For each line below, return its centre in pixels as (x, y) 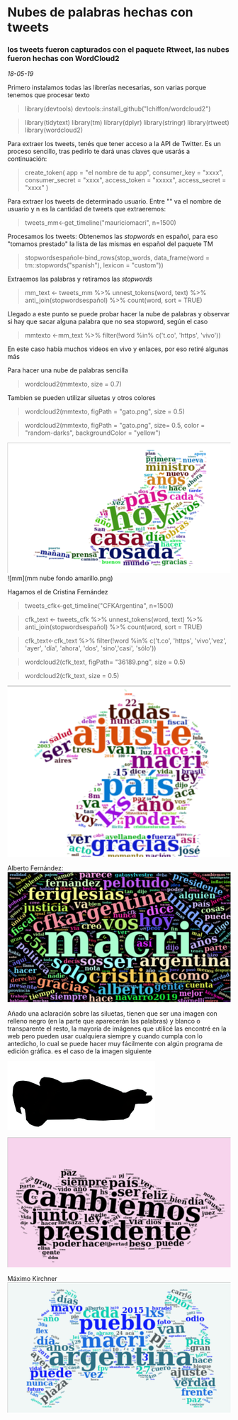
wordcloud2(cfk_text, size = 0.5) (72, 675)
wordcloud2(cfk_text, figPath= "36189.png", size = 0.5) (105, 662)
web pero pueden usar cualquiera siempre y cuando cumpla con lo (105, 1036)
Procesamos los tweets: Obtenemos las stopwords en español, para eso (113, 237)
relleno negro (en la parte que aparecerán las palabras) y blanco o (104, 1021)
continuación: (27, 159)
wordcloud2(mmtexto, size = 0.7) (73, 384)
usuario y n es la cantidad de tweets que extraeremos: (87, 209)
